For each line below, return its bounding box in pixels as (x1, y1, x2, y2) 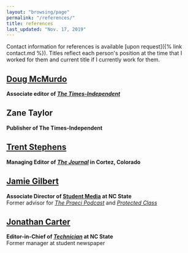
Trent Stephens (6, 142, 67, 152)
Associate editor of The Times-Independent (6, 90, 121, 98)
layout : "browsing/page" (6, 9, 70, 15)
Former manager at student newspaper (6, 239, 105, 247)
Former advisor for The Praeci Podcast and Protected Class (6, 199, 157, 206)
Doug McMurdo (6, 74, 67, 84)
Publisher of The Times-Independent (6, 124, 103, 131)
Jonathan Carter (6, 216, 70, 227)
